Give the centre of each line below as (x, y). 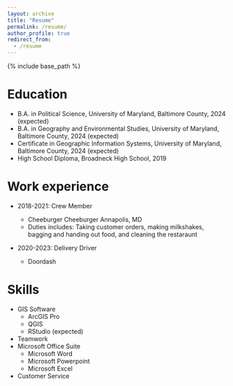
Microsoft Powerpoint (59, 361)
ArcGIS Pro (44, 316)
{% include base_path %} (44, 66)
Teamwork (32, 338)
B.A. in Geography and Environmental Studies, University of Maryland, (118, 128)
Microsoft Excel (50, 369)
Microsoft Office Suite (49, 346)
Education (37, 94)
